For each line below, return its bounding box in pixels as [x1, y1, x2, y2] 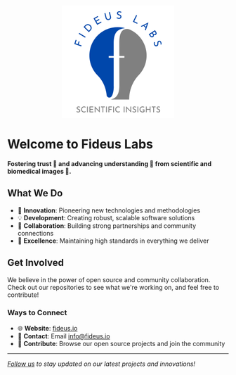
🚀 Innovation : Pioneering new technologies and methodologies [17, 206, 201, 215]
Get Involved [7, 257, 65, 269]
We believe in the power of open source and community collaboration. [7, 275, 211, 284]
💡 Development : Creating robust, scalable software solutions [17, 213, 195, 222]
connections [17, 229, 54, 237]
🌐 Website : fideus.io [17, 324, 78, 332]
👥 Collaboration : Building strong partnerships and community [17, 221, 197, 230]
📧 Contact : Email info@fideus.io [17, 331, 110, 340]
